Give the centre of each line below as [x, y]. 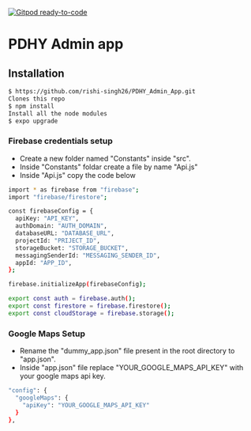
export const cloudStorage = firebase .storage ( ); [92, 313]
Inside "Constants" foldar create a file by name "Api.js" [109, 167]
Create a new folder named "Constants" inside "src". [105, 158]
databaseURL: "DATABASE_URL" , [65, 233]
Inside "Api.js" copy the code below [77, 175]
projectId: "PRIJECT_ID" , [58, 240]
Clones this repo [37, 99]
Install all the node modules [58, 113]
